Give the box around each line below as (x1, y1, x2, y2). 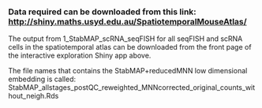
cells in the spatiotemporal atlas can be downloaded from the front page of (8, 43, 252, 52)
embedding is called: (8, 74, 77, 84)
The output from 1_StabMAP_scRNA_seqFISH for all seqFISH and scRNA (8, 34, 243, 43)
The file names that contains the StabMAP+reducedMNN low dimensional (8, 66, 248, 76)
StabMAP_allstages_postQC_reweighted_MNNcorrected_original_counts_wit (8, 83, 256, 92)
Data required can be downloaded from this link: (8, 6, 197, 17)
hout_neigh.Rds (8, 91, 59, 101)
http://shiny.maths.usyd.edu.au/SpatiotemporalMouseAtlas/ (8, 16, 247, 27)
